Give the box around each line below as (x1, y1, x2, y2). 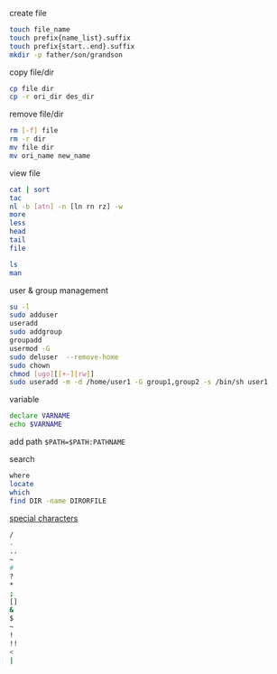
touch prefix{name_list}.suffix (9, 33, 131, 42)
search (9, 454, 35, 464)
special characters (9, 512, 78, 523)
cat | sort (9, 185, 51, 194)
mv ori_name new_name (9, 151, 91, 161)
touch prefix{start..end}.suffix (9, 42, 135, 51)
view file (9, 167, 41, 179)
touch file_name (9, 25, 70, 34)
